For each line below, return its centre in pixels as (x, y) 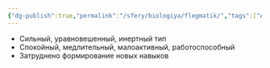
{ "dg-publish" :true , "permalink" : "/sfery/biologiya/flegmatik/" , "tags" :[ (132, 16)
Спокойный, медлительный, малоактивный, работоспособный (127, 47)
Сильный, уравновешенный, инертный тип (93, 38)
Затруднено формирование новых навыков (94, 55)
